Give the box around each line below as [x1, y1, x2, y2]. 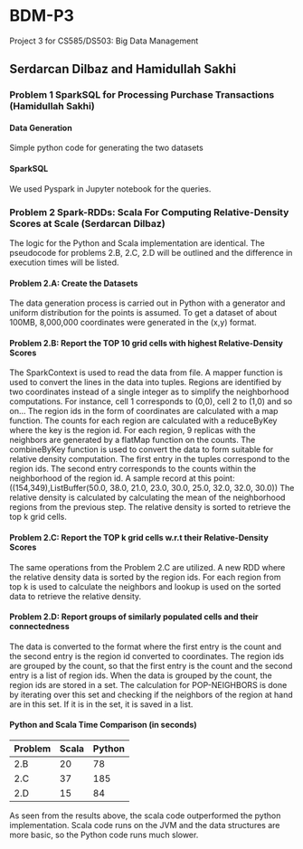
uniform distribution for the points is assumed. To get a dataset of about [9, 307, 278, 318]
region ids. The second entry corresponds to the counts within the [9, 463, 256, 475]
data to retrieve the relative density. [9, 590, 142, 601]
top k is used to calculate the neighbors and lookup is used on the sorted [9, 580, 281, 592]
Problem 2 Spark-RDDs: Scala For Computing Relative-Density [9, 205, 289, 218]
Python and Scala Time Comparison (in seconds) [9, 720, 197, 731]
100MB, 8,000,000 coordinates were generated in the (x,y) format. [9, 317, 257, 328]
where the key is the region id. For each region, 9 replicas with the [9, 425, 256, 436]
